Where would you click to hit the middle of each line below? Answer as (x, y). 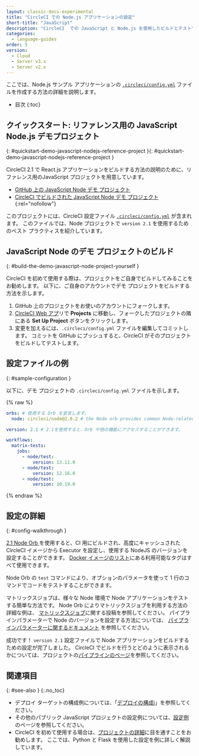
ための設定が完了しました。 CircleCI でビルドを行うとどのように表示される (98, 648)
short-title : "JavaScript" (39, 23)
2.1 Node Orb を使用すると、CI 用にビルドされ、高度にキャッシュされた (93, 543)
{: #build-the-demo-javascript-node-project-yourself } (73, 266)
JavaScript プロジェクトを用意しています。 (95, 177)
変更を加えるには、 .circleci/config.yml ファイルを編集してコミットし (102, 328)
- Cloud (21, 56)
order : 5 (17, 45)
